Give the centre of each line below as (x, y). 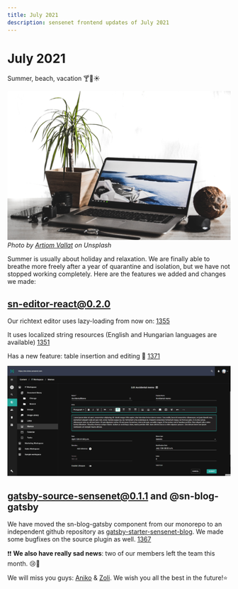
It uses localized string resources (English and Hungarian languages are (112, 334)
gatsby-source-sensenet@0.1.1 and (87, 496)
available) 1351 (29, 342)
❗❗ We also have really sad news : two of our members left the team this (111, 554)
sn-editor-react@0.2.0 (59, 304)
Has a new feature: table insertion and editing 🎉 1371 (84, 356)
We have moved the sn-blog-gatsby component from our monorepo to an (115, 524)
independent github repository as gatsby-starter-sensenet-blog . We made (115, 532)
